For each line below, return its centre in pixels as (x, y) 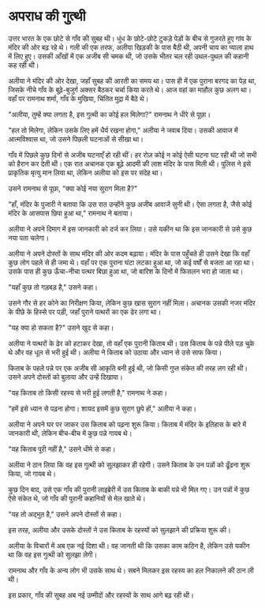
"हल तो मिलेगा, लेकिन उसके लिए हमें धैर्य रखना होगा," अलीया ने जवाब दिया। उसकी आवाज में (123, 130)
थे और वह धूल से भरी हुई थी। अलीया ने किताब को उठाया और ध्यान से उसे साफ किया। (115, 352)
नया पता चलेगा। (29, 238)
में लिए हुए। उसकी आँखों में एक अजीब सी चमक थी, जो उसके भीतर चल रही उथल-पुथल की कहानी (129, 56)
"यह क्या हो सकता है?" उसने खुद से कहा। (61, 328)
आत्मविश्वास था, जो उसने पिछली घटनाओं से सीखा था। (76, 139)
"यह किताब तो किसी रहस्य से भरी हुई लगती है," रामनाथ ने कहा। (88, 392)
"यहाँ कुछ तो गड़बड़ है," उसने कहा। (53, 287)
